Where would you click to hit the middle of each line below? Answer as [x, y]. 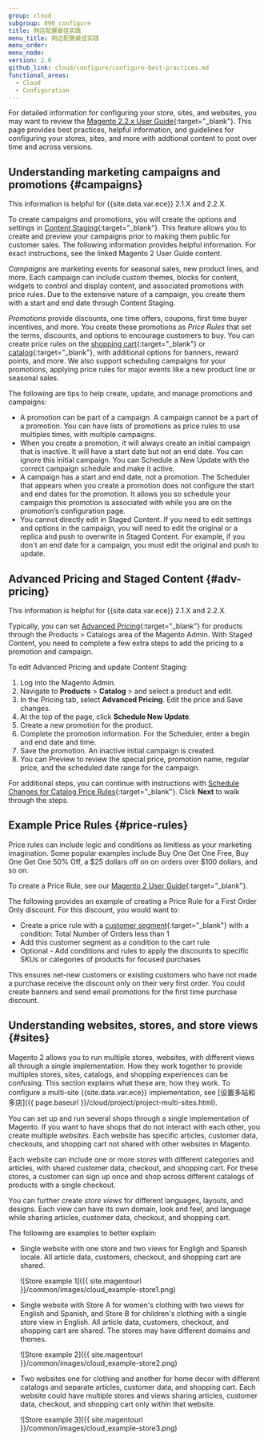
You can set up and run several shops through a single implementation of [129, 1118]
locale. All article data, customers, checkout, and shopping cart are [130, 1257]
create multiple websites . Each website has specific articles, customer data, [133, 1135]
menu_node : [26, 53]
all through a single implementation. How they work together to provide [125, 1066]
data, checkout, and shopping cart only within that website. [118, 1404]
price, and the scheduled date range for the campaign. [110, 768]
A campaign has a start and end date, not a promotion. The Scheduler [135, 477]
